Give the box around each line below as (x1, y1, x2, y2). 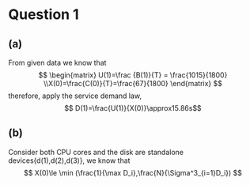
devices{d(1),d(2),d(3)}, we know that (8, 156, 131, 165)
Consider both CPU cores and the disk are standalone (8, 147, 184, 157)
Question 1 (8, 6, 79, 24)
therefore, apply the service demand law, (8, 91, 142, 100)
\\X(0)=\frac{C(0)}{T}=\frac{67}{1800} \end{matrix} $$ (43, 79, 223, 88)
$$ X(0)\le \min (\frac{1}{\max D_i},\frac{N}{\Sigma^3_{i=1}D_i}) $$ (23, 168, 243, 177)
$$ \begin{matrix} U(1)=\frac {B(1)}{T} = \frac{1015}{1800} (38, 70, 228, 80)
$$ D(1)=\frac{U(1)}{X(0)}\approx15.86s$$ (64, 104, 202, 112)
